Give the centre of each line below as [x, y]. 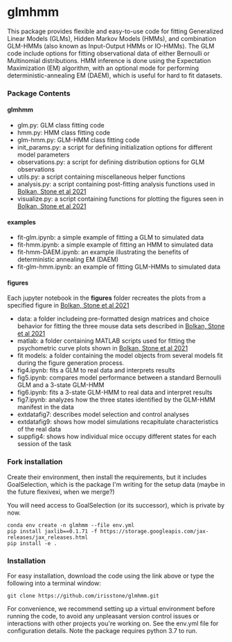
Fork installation [35, 462]
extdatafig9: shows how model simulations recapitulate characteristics [118, 422]
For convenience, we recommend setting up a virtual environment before [111, 609]
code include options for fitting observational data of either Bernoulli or [108, 53]
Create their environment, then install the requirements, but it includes [107, 477]
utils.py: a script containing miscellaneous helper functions [101, 177]
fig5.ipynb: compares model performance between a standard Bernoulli [119, 377]
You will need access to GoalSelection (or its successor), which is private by [116, 505]
